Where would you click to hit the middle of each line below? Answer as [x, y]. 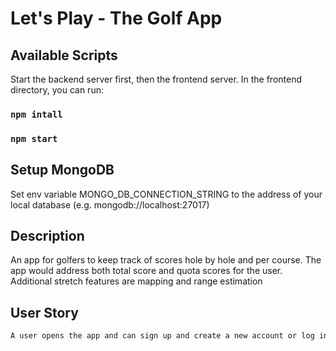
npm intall [36, 114]
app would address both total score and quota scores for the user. [146, 271]
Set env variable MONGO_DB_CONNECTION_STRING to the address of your [166, 194]
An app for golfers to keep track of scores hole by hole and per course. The [166, 260]
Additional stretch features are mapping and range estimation [136, 281]
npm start [34, 138]
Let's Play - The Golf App [116, 18]
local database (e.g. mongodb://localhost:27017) [110, 204]
